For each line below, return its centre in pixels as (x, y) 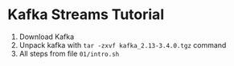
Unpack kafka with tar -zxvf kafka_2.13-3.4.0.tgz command (123, 45)
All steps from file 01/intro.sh (69, 53)
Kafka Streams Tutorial (86, 15)
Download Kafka (47, 37)
